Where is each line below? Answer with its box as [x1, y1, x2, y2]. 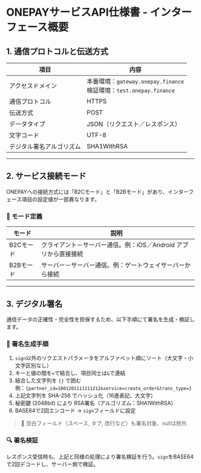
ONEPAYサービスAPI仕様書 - [6, 5, 148, 19]
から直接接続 [47, 250, 84, 258]
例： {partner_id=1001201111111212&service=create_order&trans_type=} [14, 385, 192, 392]
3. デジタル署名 [6, 298, 63, 309]
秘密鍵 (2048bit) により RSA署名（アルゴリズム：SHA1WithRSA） [14, 400, 176, 407]
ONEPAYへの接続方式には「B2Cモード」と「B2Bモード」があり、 [6, 188, 168, 195]
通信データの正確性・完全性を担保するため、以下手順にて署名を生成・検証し [6, 316, 195, 323]
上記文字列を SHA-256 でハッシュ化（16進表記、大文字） [14, 392, 157, 399]
